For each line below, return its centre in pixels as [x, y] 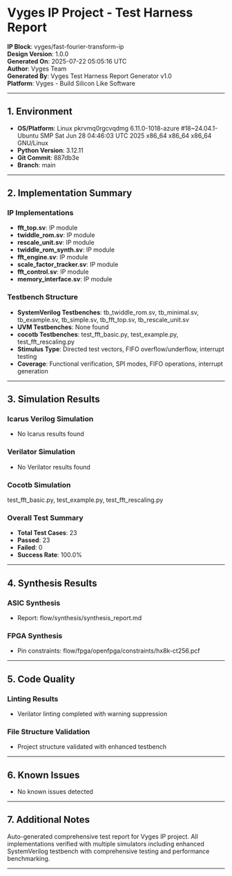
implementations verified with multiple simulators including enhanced [106, 844]
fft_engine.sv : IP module [52, 257]
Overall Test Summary [45, 518]
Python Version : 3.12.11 [50, 150]
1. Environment [40, 112]
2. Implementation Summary [70, 193]
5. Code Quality [41, 679]
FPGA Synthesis [35, 635]
